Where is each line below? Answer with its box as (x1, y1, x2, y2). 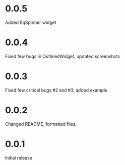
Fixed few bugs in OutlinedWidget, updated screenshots (5, 53, 120, 59)
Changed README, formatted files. (5, 121, 77, 127)
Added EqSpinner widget (5, 19, 57, 25)
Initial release (5, 155, 32, 161)
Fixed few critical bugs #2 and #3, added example (5, 87, 108, 93)
